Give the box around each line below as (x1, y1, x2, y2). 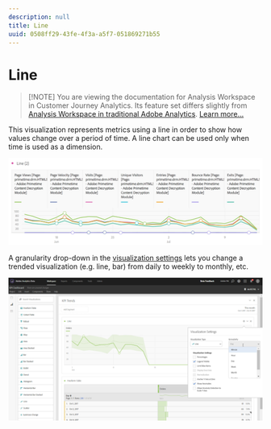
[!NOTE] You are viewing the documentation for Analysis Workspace (27, 93, 256, 102)
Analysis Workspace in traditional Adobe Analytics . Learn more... (27, 109, 244, 119)
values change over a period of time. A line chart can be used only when (8, 134, 250, 143)
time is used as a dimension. (8, 142, 103, 152)
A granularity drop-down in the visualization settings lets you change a (8, 254, 244, 263)
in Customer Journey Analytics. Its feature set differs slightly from (27, 101, 248, 110)
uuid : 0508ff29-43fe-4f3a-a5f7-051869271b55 (8, 30, 161, 38)
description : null (8, 13, 70, 21)
